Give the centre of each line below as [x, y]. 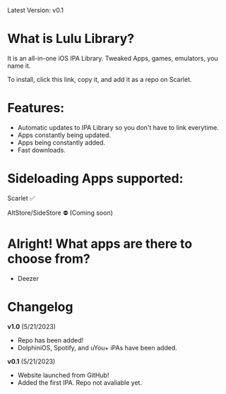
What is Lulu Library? [71, 39]
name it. [19, 66]
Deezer [28, 278]
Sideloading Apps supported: [95, 179]
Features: [36, 108]
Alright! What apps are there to [100, 244]
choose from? [49, 259]
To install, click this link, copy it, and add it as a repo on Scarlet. [100, 79]
